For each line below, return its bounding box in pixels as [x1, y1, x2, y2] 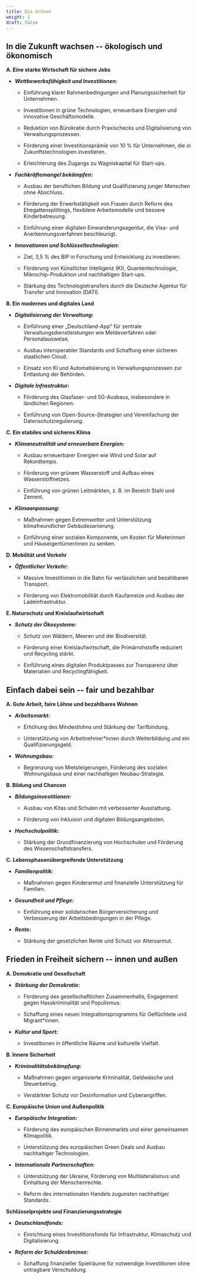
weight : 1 [6, 14, 31, 20]
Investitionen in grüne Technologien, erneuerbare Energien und [23, 107, 177, 114]
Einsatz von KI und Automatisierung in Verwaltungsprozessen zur [23, 365, 182, 372]
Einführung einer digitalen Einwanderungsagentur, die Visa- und [23, 224, 179, 232]
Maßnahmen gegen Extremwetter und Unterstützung [23, 516, 152, 523]
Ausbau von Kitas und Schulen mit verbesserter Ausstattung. [23, 805, 172, 811]
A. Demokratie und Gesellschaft [6, 970, 86, 977]
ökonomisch [6, 51, 53, 61]
